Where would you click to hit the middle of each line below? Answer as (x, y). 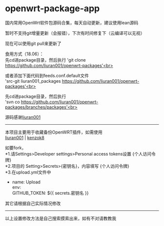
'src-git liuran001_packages (33, 81)
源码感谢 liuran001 (23, 117)
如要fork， (16, 148)
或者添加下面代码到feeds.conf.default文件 (47, 75)
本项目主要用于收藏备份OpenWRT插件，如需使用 (54, 132)
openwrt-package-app (52, 9)
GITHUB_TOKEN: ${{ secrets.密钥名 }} (50, 193)
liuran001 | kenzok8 (25, 137)
